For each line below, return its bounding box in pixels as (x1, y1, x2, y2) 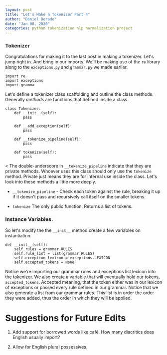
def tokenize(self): (14, 150, 57, 155)
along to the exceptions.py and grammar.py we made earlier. (5, 64, 128, 70)
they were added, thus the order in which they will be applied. (5, 295, 132, 301)
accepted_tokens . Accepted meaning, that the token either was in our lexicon (5, 279, 163, 285)
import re (5, 74, 26, 79)
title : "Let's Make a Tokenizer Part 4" (5, 12, 91, 17)
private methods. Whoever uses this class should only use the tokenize (5, 168, 152, 175)
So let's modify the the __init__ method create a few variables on (5, 227, 141, 233)
